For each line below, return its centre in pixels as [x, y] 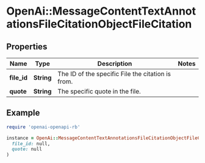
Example [23, 113]
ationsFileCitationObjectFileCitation [99, 24]
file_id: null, [31, 144]
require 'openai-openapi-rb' [43, 127]
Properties [27, 47]
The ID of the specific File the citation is [114, 74]
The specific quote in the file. [99, 91]
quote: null [27, 149]
